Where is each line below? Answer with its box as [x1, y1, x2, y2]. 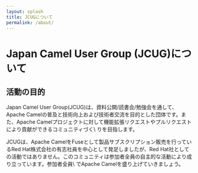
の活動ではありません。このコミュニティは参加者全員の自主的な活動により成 [6, 153, 192, 160]
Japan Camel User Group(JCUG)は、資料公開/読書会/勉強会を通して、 [6, 104, 177, 111]
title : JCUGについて [6, 14, 53, 20]
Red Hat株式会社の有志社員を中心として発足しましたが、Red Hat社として [11, 146, 190, 153]
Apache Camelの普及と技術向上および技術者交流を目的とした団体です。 [6, 111, 181, 118]
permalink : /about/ [6, 19, 54, 25]
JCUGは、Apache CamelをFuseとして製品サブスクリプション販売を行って [6, 138, 187, 145]
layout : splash [6, 8, 44, 15]
